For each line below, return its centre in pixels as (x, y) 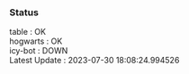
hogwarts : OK (36, 41)
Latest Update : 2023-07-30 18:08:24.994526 (94, 61)
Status (24, 12)
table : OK (28, 32)
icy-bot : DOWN (39, 51)
